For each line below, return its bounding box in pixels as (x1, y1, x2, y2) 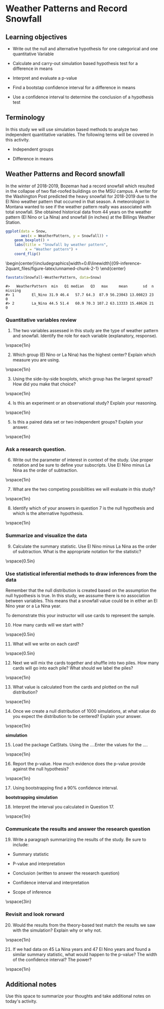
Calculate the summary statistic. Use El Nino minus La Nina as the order (12, 543, 157, 549)
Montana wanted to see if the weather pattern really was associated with (5, 203, 152, 209)
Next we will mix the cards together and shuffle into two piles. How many (12, 660, 159, 666)
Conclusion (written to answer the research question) (12, 870, 120, 876)
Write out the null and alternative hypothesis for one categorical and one (12, 46, 158, 51)
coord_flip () (14, 251, 41, 256)
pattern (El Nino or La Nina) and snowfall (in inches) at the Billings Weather (5, 214, 155, 220)
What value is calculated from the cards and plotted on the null (12, 684, 139, 690)
